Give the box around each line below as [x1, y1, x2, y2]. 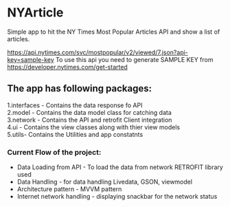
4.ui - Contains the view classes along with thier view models [7, 122, 181, 131]
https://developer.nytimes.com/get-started [7, 63, 128, 71]
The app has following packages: [7, 83, 152, 94]
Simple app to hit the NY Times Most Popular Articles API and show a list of [7, 28, 220, 36]
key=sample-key [7, 55, 55, 63]
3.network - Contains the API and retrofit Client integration [7, 116, 172, 124]
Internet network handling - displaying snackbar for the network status [16, 193, 218, 201]
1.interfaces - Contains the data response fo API [7, 101, 143, 109]
